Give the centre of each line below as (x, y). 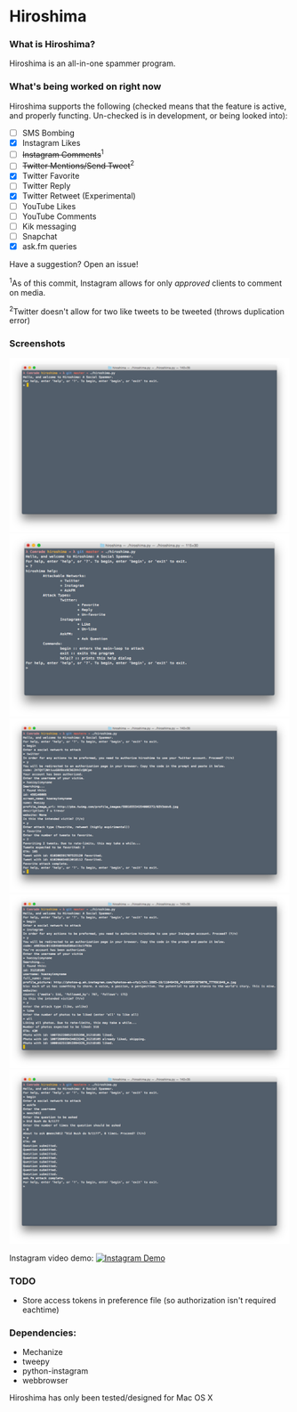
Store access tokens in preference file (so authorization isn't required (149, 1301)
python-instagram (55, 1371)
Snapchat (40, 236)
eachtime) (40, 1310)
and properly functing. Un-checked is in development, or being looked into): (148, 115)
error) (20, 321)
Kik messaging (49, 226)
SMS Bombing (48, 133)
